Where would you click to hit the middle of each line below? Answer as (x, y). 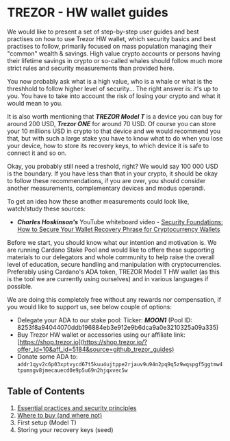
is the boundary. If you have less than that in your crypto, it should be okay (112, 174)
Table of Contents (46, 391)
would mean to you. (35, 103)
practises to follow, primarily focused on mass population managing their (110, 46)
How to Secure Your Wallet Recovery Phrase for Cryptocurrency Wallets (118, 229)
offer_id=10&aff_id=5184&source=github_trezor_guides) (95, 349)
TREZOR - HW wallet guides (88, 13)
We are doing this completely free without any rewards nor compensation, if (114, 299)
